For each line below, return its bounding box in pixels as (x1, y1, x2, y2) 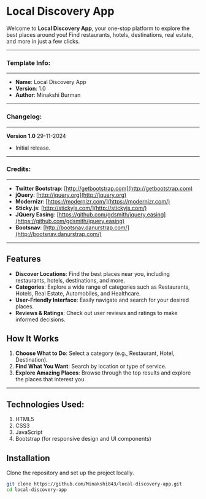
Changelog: (6, 112, 42, 121)
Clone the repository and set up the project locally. (6, 469, 134, 476)
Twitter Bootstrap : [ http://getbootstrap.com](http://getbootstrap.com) (15, 185, 193, 192)
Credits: (6, 165, 31, 173)
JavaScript (15, 429, 43, 436)
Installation (6, 452, 50, 463)
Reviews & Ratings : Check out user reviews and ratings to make (15, 309, 178, 316)
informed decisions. (15, 316, 66, 323)
